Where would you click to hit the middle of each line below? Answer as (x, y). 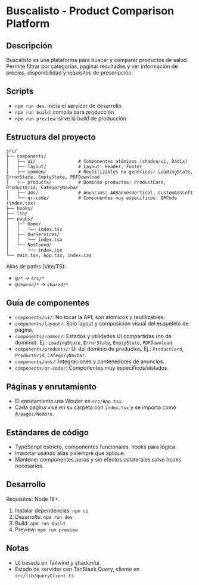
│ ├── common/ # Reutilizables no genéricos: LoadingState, (100, 172)
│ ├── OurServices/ (33, 234)
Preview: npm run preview (46, 530)
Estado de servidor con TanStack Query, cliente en (77, 569)
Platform (28, 24)
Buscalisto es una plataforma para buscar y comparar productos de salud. (97, 60)
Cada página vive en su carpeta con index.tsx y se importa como (96, 407)
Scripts (20, 92)
